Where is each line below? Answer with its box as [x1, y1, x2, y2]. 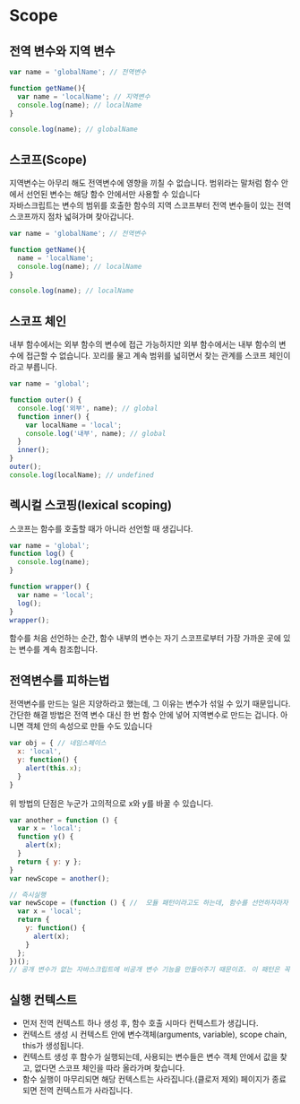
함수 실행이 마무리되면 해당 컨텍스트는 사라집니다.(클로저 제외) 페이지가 [21, 1074, 270, 1085]
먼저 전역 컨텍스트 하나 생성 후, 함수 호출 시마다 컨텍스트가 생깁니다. [21, 1018, 259, 1029]
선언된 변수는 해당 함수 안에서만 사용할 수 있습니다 [25, 189, 201, 200]
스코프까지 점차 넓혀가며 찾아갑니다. [9, 212, 134, 222]
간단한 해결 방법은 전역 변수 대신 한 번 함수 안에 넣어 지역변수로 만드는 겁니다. [9, 709, 279, 720]
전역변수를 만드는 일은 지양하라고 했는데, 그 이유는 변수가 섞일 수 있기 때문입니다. [9, 699, 291, 709]
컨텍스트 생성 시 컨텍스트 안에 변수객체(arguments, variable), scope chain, [21, 1029, 287, 1040]
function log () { [9, 549, 74, 559]
